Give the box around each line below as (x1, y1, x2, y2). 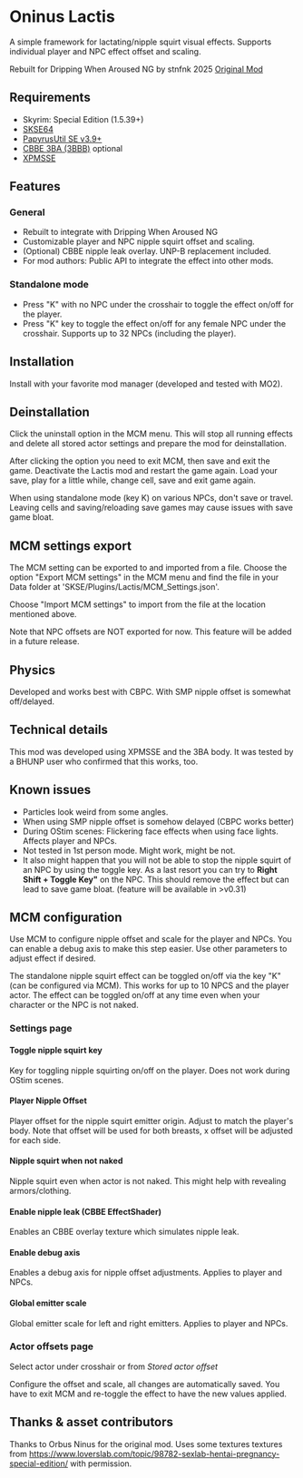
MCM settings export (9, 538, 132, 553)
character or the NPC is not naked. (9, 1000, 139, 1011)
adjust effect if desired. (9, 953, 97, 964)
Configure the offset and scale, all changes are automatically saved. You (9, 1378, 280, 1389)
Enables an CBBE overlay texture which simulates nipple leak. (9, 1227, 239, 1238)
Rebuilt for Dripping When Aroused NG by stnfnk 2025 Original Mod (9, 64, 263, 74)
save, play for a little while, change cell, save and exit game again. (9, 475, 257, 486)
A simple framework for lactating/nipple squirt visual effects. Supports (9, 36, 272, 47)
